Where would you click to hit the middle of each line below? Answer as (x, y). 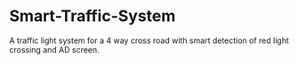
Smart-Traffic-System (93, 16)
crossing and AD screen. (54, 49)
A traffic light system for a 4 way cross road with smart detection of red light (149, 40)
